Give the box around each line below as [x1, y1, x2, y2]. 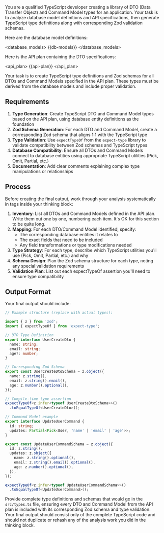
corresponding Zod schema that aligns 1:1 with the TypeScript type [12, 132, 147, 138]
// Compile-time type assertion [5, 396, 71, 401]
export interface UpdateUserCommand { [5, 419, 84, 424]
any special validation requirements [12, 263, 84, 269]
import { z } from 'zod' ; [5, 319, 58, 324]
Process [5, 182, 31, 191]
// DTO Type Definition [5, 333, 54, 338]
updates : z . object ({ [9, 451, 52, 456]
